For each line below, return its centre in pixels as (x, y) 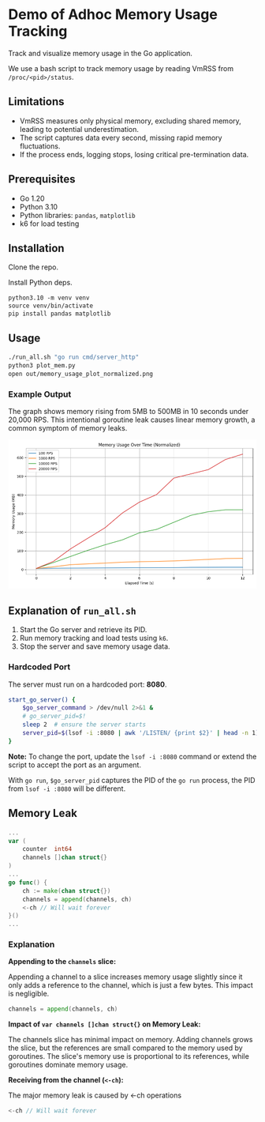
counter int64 (47, 849)
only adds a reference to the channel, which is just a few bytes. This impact (131, 985)
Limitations (36, 102)
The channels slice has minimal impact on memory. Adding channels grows (131, 1040)
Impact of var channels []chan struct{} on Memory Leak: (105, 1024)
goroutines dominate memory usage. (68, 1065)
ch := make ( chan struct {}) (67, 890)
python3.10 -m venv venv (49, 298)
